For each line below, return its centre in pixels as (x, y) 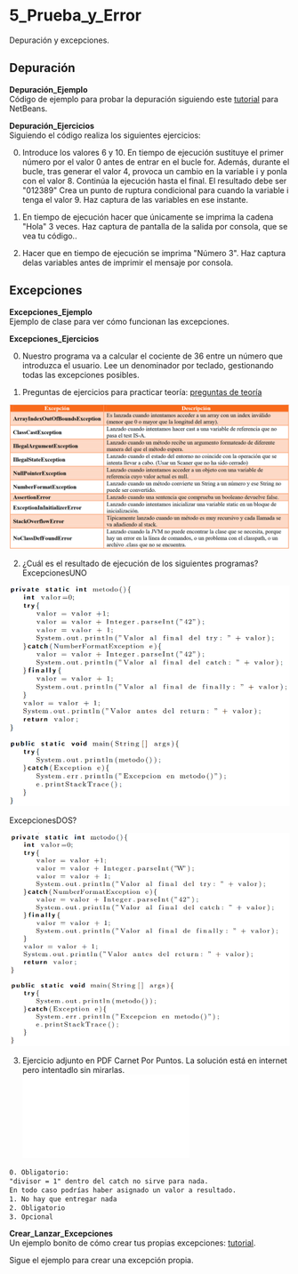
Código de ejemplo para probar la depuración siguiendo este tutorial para (144, 99)
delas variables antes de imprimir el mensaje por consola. (128, 262)
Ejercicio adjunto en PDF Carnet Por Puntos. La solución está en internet (154, 1060)
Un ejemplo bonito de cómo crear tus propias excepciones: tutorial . (133, 1243)
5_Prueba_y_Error (76, 16)
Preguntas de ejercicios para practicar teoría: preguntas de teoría (142, 391)
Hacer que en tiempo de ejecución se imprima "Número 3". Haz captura (154, 253)
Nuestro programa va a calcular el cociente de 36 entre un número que (152, 356)
